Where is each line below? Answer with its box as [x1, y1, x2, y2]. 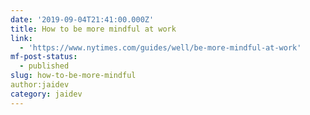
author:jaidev [10, 80, 70, 90]
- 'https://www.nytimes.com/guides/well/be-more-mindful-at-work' [19, 42, 302, 53]
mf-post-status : [10, 52, 78, 62]
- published [19, 61, 70, 71]
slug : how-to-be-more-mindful [10, 71, 137, 81]
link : [10, 33, 33, 43]
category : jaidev [10, 89, 83, 99]
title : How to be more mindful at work [10, 24, 177, 34]
